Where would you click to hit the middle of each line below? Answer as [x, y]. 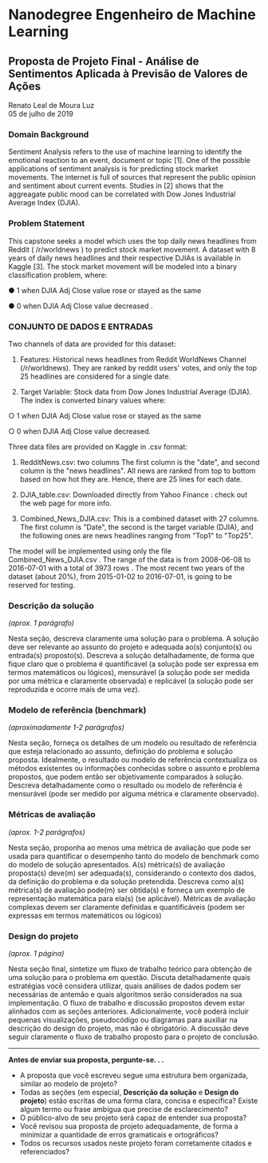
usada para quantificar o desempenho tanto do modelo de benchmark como [134, 855]
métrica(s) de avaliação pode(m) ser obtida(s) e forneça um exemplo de [127, 890]
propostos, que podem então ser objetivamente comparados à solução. [126, 777]
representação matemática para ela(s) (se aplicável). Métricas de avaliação [132, 898]
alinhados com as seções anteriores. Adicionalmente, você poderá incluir [129, 1011]
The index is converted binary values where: [93, 400]
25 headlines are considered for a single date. [95, 376]
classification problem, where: [58, 275]
